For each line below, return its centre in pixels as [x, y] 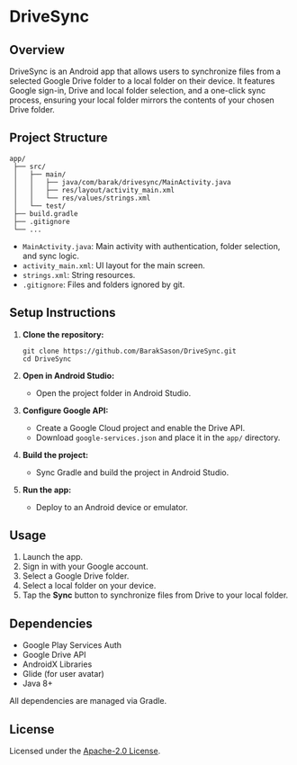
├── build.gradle [45, 213]
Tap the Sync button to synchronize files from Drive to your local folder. [155, 595]
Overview [37, 50]
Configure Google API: [65, 410]
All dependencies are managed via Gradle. [88, 701]
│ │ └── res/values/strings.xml [82, 198]
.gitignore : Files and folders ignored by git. [103, 284]
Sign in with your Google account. [85, 567]
